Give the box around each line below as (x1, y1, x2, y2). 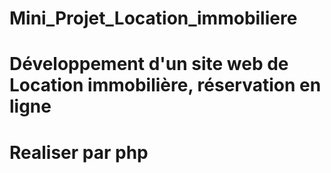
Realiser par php (9, 141, 149, 164)
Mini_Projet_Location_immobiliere (9, 7, 298, 30)
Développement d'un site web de (9, 53, 289, 76)
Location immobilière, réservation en (9, 74, 322, 97)
